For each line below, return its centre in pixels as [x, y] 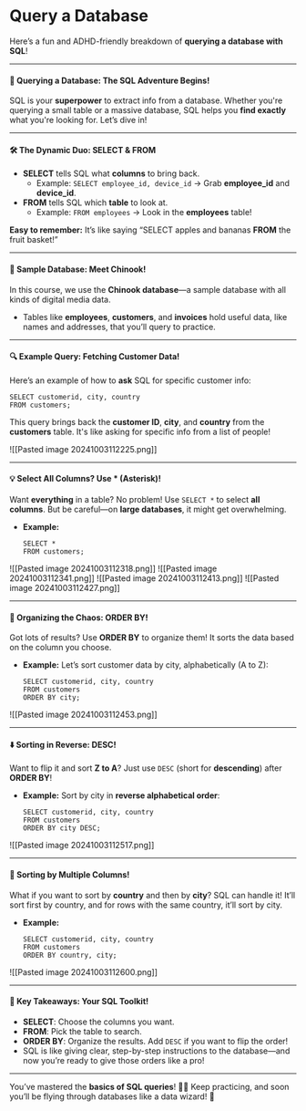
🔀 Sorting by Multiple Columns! [70, 874]
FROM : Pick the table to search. [82, 1031]
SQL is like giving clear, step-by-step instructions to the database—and [156, 1051]
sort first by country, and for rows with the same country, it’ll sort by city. [146, 905]
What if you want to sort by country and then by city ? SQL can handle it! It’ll [153, 895]
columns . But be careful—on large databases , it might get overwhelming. [148, 509]
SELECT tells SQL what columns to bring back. [111, 173]
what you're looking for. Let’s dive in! [78, 120]
